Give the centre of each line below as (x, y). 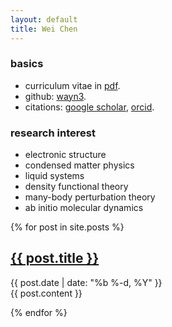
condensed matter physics (79, 165)
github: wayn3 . (55, 96)
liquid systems (54, 176)
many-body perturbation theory (90, 197)
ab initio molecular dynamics (84, 208)
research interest (53, 133)
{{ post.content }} (46, 293)
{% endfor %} (39, 312)
